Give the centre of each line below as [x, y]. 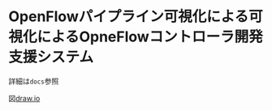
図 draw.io [24, 98]
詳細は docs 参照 [34, 81]
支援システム [51, 57]
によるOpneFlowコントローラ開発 [150, 37]
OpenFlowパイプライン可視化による [129, 17]
